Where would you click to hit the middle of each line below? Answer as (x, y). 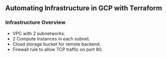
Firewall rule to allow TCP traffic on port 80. (58, 49)
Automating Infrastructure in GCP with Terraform (84, 8)
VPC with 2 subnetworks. (39, 33)
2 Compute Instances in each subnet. (51, 38)
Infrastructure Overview (35, 22)
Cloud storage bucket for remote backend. (57, 44)
